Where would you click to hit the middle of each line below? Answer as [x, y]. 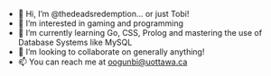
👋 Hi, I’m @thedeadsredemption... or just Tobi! [103, 14]
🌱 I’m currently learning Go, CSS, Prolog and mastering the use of [140, 33]
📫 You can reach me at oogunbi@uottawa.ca [103, 62]
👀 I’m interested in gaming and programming [100, 23]
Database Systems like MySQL [75, 42]
